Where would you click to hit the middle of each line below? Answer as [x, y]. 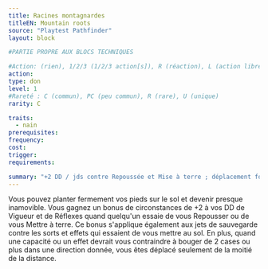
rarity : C [25, 103]
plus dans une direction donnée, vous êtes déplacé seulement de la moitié [130, 250]
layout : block [32, 38]
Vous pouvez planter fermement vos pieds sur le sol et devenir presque [126, 199]
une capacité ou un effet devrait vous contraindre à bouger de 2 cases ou [129, 242]
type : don [25, 81]
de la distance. [33, 259]
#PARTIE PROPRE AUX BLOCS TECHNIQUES [71, 53]
